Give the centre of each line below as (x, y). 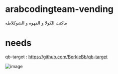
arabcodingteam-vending (59, 9)
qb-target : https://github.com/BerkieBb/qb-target (57, 57)
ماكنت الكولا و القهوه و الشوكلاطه (36, 23)
